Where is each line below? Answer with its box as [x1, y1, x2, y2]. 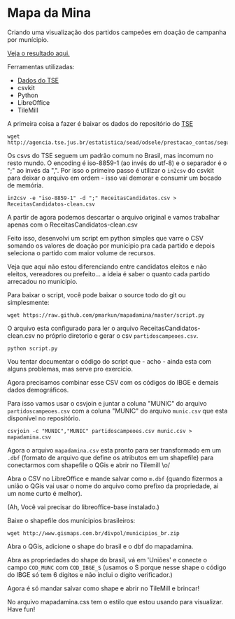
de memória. [7, 180, 44, 190]
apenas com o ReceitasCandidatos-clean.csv [7, 220, 138, 229]
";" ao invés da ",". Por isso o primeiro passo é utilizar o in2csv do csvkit [7, 166, 215, 174]
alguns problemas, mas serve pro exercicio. [7, 364, 134, 373]
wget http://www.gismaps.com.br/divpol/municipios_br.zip [7, 529, 180, 536]
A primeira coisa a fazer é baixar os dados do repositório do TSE [7, 119, 194, 127]
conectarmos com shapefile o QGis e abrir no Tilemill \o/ [7, 460, 170, 469]
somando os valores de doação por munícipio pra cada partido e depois [7, 241, 215, 250]
